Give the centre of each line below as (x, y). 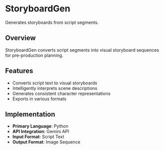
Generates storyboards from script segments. (52, 22)
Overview (21, 38)
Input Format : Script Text (38, 137)
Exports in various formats (39, 99)
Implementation (30, 114)
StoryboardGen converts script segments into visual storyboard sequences (82, 50)
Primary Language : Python (40, 126)
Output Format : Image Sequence (46, 142)
